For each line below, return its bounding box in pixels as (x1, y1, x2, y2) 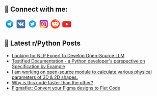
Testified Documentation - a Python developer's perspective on (11, 58, 145, 64)
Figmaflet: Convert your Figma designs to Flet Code (11, 85, 120, 91)
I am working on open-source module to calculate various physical (11, 69, 152, 75)
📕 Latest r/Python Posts (4, 39, 81, 48)
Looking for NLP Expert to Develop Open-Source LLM (11, 52, 125, 58)
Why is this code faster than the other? (11, 79, 93, 85)
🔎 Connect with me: (4, 5, 68, 14)
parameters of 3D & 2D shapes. (11, 74, 78, 80)
